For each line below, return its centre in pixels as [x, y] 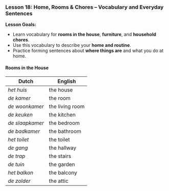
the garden [62, 164]
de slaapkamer [26, 123]
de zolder [19, 181]
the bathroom [65, 131]
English [67, 81]
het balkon [21, 173]
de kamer [19, 98]
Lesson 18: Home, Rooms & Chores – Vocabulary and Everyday [84, 7]
